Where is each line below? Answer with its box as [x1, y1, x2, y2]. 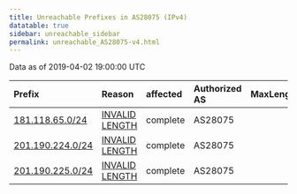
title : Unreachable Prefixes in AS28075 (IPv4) [9, 12, 188, 22]
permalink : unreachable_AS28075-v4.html [9, 37, 161, 47]
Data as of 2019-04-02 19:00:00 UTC [9, 62, 146, 72]
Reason [101, 88, 134, 101]
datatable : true [9, 21, 69, 30]
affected [145, 88, 183, 101]
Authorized [193, 83, 242, 95]
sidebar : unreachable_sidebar [9, 29, 121, 38]
